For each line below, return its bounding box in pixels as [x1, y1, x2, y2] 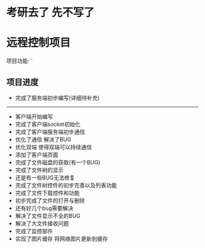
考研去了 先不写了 [6, 5, 95, 20]
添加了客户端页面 [15, 151, 59, 158]
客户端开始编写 [15, 112, 53, 120]
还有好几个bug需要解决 [15, 204, 74, 211]
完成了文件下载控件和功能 [15, 189, 80, 196]
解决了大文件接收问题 [15, 219, 69, 227]
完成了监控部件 [15, 227, 53, 235]
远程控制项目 [6, 36, 71, 49]
